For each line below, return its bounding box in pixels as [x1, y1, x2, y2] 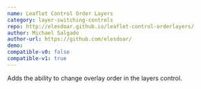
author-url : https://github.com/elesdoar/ [7, 36, 132, 43]
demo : [7, 42, 23, 49]
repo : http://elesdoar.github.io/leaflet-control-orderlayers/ [7, 23, 195, 30]
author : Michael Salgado [7, 29, 79, 37]
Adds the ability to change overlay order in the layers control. [7, 74, 182, 82]
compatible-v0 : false [7, 49, 70, 56]
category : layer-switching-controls [7, 17, 113, 23]
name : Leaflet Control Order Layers [7, 10, 113, 17]
